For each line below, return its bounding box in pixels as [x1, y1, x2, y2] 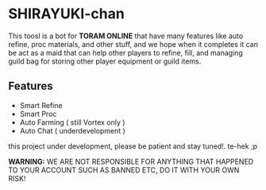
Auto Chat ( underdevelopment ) [19, 126, 125, 135]
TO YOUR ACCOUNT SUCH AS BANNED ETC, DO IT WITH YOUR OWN [8, 165, 240, 175]
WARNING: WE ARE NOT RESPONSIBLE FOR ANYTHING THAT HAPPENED [8, 157, 254, 166]
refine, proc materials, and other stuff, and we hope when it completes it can [8, 39, 258, 48]
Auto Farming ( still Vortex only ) [19, 117, 125, 127]
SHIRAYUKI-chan [8, 5, 125, 23]
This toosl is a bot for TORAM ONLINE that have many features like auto [8, 31, 244, 41]
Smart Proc [19, 109, 57, 118]
